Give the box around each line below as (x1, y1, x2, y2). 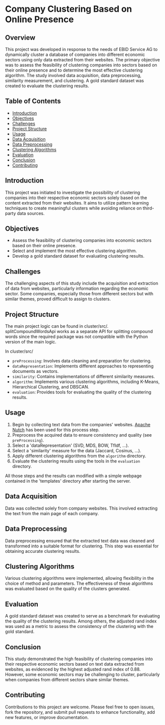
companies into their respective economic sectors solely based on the (5, 195, 147, 201)
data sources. (17, 210, 45, 216)
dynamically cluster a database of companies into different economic (5, 52, 145, 57)
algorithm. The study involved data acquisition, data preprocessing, (5, 73, 141, 78)
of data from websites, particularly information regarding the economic (5, 285, 149, 291)
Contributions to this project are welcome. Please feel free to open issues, (5, 704, 155, 710)
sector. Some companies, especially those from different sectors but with (5, 291, 154, 297)
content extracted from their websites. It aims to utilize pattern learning (5, 200, 149, 206)
